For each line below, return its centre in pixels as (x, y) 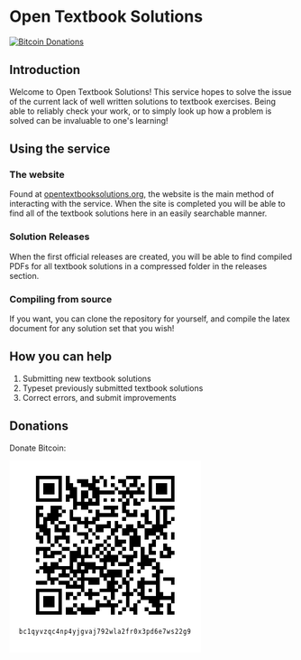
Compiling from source (61, 299)
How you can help (61, 357)
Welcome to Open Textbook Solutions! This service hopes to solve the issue (150, 91)
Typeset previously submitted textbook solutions (113, 388)
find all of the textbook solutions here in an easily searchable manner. (138, 213)
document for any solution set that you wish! (92, 329)
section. (24, 275)
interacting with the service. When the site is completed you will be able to (147, 204)
